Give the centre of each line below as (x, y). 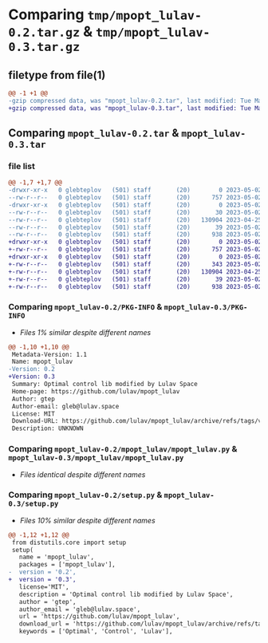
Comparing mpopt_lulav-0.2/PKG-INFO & (85, 307)
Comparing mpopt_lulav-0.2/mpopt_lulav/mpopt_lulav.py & (123, 449)
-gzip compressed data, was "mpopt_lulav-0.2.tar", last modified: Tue (130, 101)
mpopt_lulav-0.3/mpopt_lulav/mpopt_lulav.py (96, 458)
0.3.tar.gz (44, 47)
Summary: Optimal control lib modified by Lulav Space (104, 385)
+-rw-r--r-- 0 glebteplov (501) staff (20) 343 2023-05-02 (135, 264)
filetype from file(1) (57, 75)
